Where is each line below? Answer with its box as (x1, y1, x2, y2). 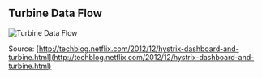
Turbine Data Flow (8, 6, 103, 20)
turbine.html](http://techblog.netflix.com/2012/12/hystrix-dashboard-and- (8, 52, 255, 62)
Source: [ (8, 44, 39, 54)
